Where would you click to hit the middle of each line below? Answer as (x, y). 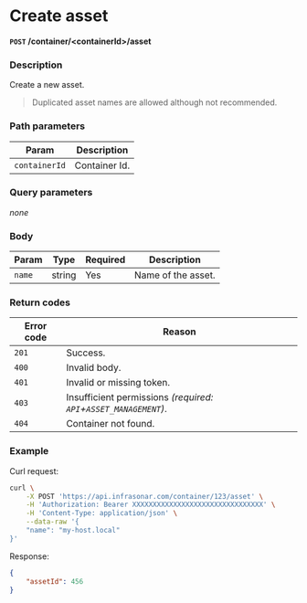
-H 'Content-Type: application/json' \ (102, 513)
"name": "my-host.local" (73, 531)
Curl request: (34, 471)
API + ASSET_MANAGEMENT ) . (116, 409)
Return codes (40, 302)
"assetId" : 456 (55, 581)
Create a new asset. (47, 85)
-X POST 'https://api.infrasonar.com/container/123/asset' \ (144, 496)
